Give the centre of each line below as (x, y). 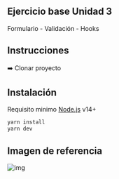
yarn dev (20, 129)
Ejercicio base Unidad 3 (60, 12)
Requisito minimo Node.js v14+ (52, 110)
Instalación (32, 93)
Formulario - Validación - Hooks (53, 28)
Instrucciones (38, 51)
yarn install (26, 122)
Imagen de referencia (55, 151)
